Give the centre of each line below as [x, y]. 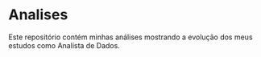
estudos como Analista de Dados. [64, 45]
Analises [38, 15]
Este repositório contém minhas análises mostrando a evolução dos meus [130, 37]
